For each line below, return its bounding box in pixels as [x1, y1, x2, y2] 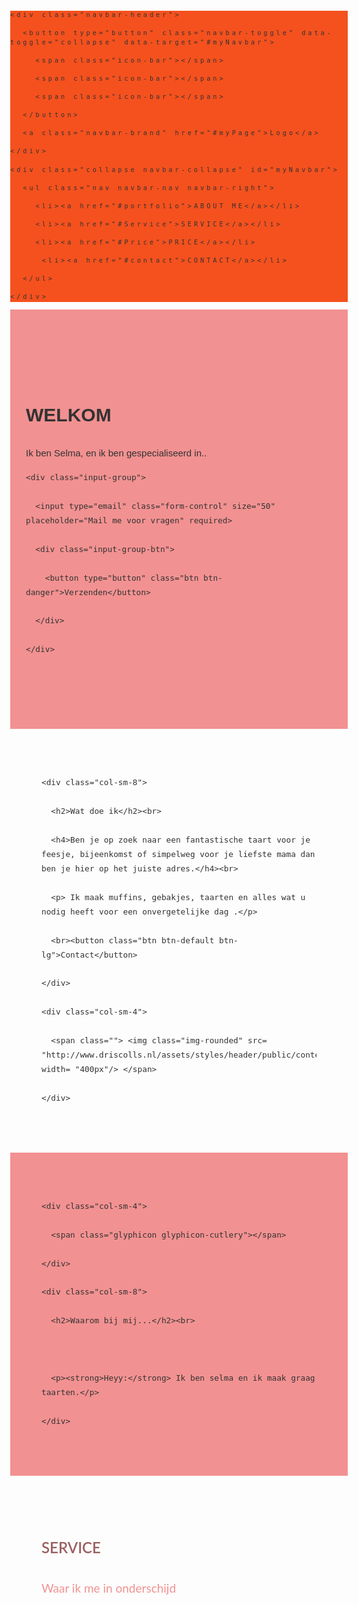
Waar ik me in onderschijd [41, 1580, 177, 1596]
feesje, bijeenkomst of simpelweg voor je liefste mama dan [41, 848, 316, 859]
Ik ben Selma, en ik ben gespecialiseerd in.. [25, 447, 208, 459]
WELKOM [25, 404, 112, 426]
